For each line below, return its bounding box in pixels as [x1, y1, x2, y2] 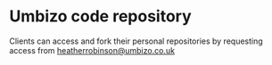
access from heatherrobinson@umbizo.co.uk [9, 45, 176, 55]
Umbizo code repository [9, 6, 192, 27]
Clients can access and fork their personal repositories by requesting [9, 36, 263, 46]
